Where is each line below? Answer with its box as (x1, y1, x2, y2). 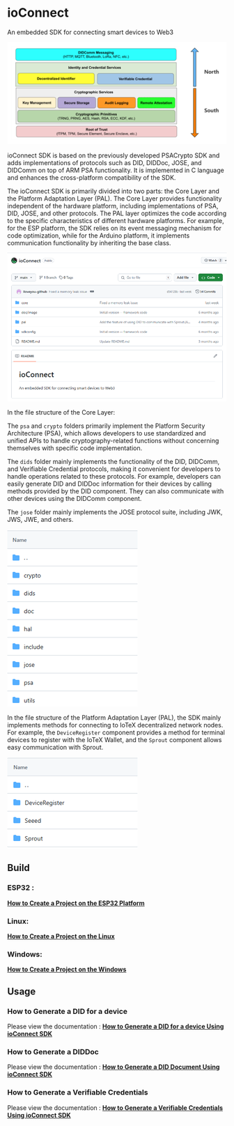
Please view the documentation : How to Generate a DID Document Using (7, 1063, 220, 1071)
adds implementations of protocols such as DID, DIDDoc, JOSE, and (7, 159, 202, 167)
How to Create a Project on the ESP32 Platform (7, 899, 145, 907)
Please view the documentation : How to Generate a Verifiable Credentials (7, 1103, 224, 1112)
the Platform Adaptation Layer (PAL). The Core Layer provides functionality (7, 194, 222, 203)
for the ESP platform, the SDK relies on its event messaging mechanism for (7, 224, 221, 233)
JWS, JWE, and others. (7, 516, 74, 524)
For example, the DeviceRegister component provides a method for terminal (7, 728, 225, 736)
